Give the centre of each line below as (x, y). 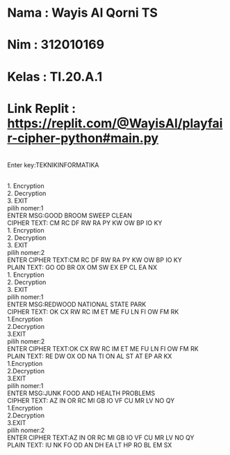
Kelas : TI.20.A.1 (55, 76)
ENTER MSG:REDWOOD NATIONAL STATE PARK (77, 304)
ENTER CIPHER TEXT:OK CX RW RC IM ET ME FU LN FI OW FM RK (103, 348)
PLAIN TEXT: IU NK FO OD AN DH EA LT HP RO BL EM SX (90, 445)
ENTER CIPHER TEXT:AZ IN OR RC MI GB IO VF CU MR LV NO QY (101, 438)
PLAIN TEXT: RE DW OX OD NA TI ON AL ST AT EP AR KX (90, 356)
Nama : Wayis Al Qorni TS (83, 13)
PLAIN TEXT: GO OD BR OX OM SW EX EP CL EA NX (82, 267)
